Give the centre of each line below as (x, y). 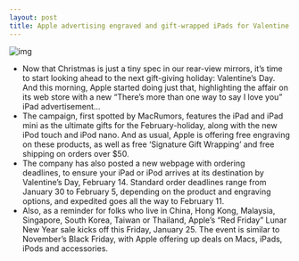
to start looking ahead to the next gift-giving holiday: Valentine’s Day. (149, 77)
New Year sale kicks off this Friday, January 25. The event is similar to (151, 229)
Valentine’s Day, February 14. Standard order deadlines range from (144, 182)
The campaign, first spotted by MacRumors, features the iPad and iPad (153, 116)
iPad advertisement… (61, 106)
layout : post (33, 17)
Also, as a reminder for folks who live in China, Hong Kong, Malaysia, (149, 210)
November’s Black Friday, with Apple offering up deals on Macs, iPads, (152, 239)
